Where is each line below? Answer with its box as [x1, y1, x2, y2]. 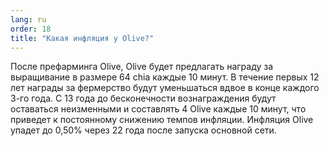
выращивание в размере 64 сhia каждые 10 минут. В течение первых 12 [10, 71, 320, 83]
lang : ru [10, 14, 47, 25]
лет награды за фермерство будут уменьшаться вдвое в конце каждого [10, 82, 320, 94]
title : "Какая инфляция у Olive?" [10, 33, 155, 43]
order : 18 [10, 24, 52, 34]
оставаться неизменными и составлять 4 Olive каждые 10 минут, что [10, 103, 307, 115]
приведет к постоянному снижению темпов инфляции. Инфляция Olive [10, 114, 314, 126]
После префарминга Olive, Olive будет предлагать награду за [10, 61, 274, 73]
